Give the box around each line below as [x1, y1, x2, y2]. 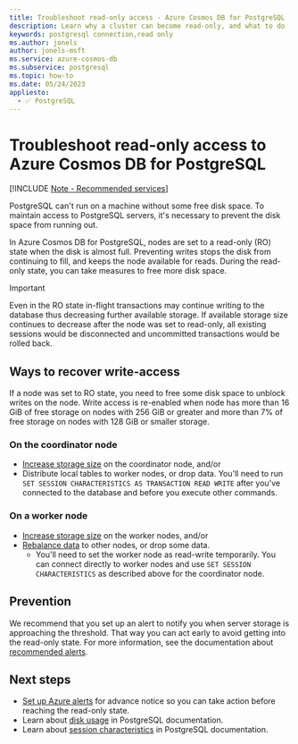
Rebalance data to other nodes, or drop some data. [21, 539, 211, 550]
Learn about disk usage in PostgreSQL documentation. [21, 714, 224, 725]
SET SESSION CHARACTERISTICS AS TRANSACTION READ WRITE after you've [21, 478, 281, 488]
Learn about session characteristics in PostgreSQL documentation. [21, 724, 269, 735]
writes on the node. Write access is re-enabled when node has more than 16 [9, 397, 290, 408]
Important [9, 283, 46, 293]
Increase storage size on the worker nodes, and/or [21, 529, 209, 541]
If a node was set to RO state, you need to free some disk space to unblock [9, 388, 286, 399]
